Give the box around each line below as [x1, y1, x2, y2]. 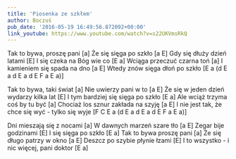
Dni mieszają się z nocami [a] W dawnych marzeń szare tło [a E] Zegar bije [7, 121, 225, 130]
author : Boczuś [7, 17, 52, 24]
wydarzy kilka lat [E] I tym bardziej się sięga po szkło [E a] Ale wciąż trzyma [7, 93, 228, 101]
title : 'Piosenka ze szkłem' [7, 10, 93, 18]
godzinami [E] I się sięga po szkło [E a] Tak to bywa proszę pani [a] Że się [7, 129, 222, 137]
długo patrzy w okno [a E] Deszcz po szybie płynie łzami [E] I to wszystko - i [7, 136, 230, 145]
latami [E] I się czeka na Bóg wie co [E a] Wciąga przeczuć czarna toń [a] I [7, 57, 223, 65]
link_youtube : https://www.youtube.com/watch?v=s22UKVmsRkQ [7, 30, 188, 37]
